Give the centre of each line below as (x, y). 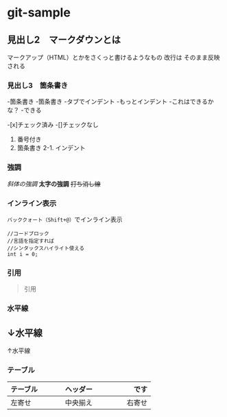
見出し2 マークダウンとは (64, 39)
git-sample (39, 13)
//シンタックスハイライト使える (46, 248)
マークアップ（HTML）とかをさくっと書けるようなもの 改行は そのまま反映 (113, 57)
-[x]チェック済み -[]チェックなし (53, 125)
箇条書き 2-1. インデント (51, 148)
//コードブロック (28, 234)
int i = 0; (23, 254)
